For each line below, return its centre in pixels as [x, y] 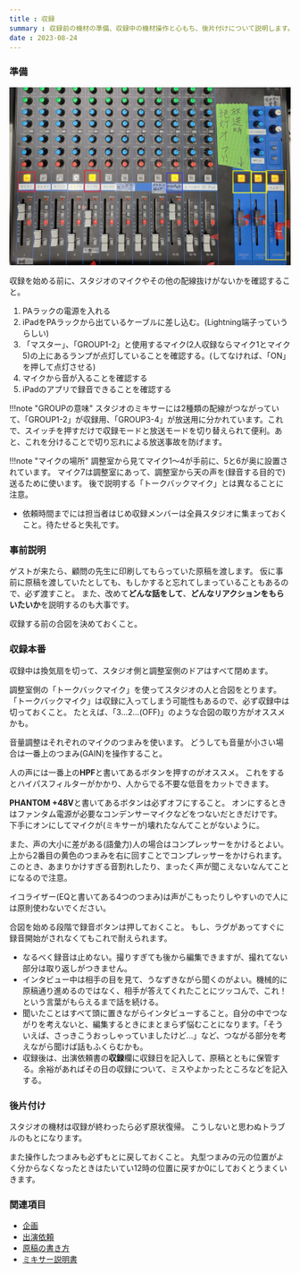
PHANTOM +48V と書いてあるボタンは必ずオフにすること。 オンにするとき [148, 802]
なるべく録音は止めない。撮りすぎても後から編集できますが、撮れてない [155, 957]
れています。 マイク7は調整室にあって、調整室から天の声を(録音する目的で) [147, 472]
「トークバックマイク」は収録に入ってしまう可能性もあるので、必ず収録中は [150, 701]
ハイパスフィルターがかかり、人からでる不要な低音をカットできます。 [145, 783]
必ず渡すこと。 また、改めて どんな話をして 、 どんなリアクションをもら [154, 594]
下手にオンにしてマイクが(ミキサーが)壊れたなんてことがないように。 [137, 824]
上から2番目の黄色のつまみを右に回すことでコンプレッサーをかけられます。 [148, 855]
